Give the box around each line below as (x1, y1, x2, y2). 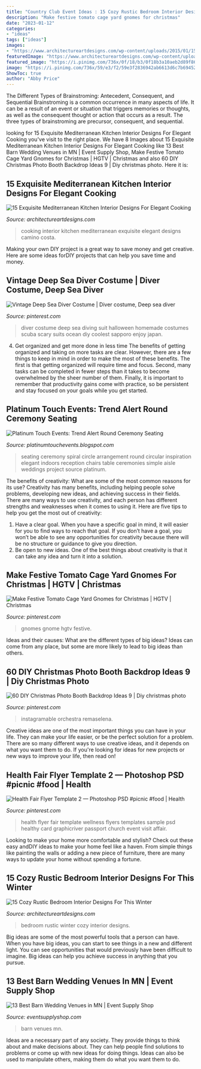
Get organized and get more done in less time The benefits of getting (14, 342, 185, 349)
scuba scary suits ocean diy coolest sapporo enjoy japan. (20, 330, 163, 338)
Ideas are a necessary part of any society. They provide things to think (6, 1037, 181, 1044)
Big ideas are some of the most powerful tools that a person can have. (6, 933, 179, 940)
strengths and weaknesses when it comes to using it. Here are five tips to (6, 503, 187, 510)
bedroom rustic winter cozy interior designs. (20, 921, 130, 928)
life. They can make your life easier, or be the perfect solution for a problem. (6, 733, 194, 740)
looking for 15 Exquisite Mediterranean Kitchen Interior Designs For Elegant (6, 130, 191, 137)
